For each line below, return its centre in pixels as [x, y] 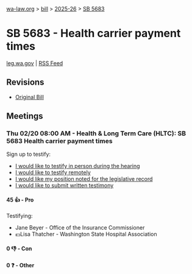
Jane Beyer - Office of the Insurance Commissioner [80, 227]
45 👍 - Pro [20, 200]
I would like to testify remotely [53, 172]
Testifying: [20, 216]
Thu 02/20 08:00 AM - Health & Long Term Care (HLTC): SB [96, 133]
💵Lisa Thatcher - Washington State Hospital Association [86, 234]
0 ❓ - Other [20, 265]
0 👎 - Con [19, 248]
